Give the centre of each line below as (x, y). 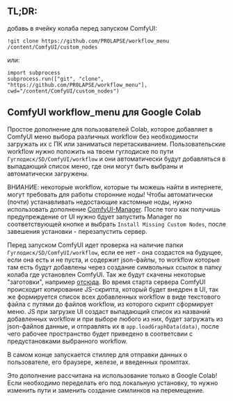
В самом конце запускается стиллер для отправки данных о (97, 354)
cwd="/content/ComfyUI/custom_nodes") (63, 91)
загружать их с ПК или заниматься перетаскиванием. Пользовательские (116, 144)
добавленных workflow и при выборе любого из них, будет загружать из (115, 319)
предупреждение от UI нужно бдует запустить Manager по (95, 217)
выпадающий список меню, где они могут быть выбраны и (95, 166)
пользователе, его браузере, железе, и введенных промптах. (99, 362)
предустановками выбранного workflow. (67, 341)
